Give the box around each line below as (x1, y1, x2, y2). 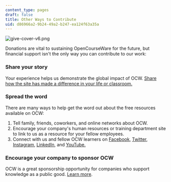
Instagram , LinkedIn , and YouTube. (12, 141, 86, 147)
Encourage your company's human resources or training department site (12, 125, 166, 131)
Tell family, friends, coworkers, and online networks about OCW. (12, 120, 148, 126)
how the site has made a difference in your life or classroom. (5, 80, 133, 86)
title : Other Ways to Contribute (5, 17, 77, 22)
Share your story (5, 64, 48, 71)
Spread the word (5, 93, 47, 100)
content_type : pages (5, 7, 50, 13)
